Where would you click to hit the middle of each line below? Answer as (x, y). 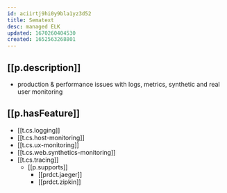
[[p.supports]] (48, 167)
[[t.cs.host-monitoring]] (51, 137)
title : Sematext (31, 20)
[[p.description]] (44, 68)
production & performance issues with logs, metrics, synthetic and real (118, 84)
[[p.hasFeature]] (43, 114)
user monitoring (40, 92)
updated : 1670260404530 (42, 33)
